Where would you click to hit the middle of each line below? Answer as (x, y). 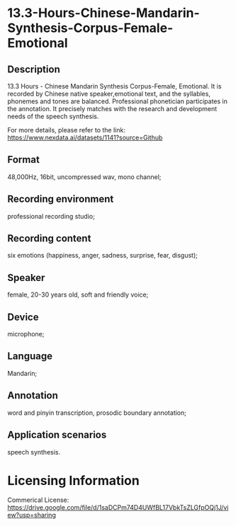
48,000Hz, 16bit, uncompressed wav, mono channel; (84, 177)
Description (34, 69)
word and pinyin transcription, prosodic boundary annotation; (97, 413)
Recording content (49, 239)
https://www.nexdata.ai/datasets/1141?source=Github (85, 137)
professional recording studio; (51, 216)
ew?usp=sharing (32, 515)
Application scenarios (57, 435)
